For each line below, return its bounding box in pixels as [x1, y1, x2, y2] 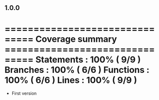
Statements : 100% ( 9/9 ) [35, 54, 141, 65]
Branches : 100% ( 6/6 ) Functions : [4, 64, 150, 75]
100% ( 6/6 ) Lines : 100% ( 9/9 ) [4, 74, 137, 86]
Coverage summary [35, 33, 117, 44]
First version [11, 90, 37, 96]
